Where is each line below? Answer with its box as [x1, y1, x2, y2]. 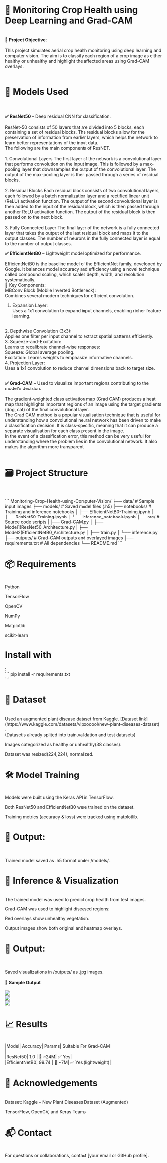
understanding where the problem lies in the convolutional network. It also [5, 438, 158, 444]
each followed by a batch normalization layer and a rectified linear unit [5, 193, 149, 199]
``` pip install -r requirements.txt [5, 671, 71, 677]
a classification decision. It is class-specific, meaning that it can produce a [5, 422, 158, 428]
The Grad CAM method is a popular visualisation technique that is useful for [5, 412, 161, 418]
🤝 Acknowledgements [5, 1077, 98, 1089]
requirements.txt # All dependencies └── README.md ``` [5, 540, 123, 546]
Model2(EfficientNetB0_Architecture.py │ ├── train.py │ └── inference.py [5, 529, 158, 535]
